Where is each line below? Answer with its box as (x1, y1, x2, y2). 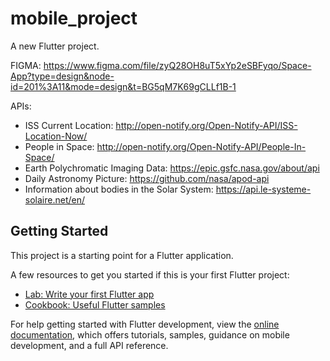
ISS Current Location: (24, 119, 114, 131)
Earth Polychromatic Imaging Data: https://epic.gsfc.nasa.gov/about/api (24, 162, 320, 174)
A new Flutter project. (10, 40, 100, 52)
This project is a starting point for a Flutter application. (10, 249, 234, 261)
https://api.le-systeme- (215, 183, 312, 195)
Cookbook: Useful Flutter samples (24, 298, 166, 311)
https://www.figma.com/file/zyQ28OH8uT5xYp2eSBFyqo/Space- (43, 59, 312, 71)
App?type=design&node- (10, 70, 115, 82)
